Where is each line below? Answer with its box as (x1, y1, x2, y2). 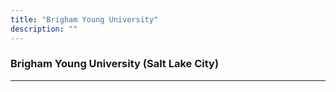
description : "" (10, 24, 78, 34)
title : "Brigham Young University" (10, 14, 159, 25)
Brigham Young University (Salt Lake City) (10, 57, 220, 71)
